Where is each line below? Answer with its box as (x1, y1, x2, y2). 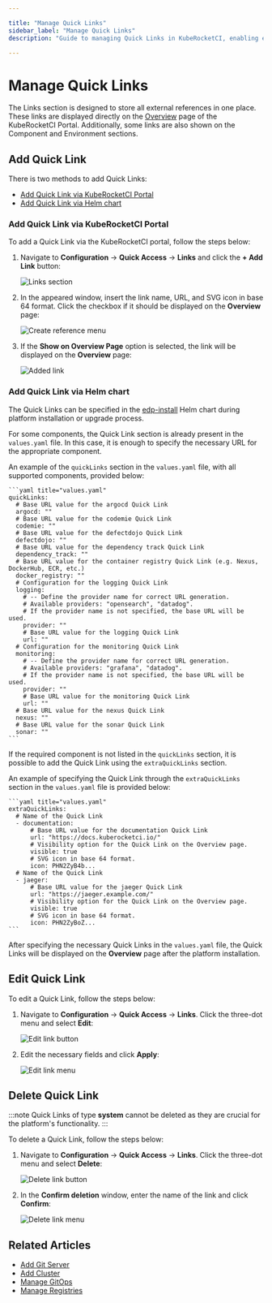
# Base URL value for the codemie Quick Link (15, 515, 172, 523)
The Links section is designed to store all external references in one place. (8, 103, 257, 113)
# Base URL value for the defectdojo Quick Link (15, 529, 183, 537)
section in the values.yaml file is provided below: (8, 782, 172, 792)
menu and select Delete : (19, 1158, 103, 1169)
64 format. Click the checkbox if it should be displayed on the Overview (19, 301, 261, 311)
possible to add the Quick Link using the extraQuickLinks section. (8, 757, 227, 767)
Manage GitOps (19, 1277, 73, 1287)
